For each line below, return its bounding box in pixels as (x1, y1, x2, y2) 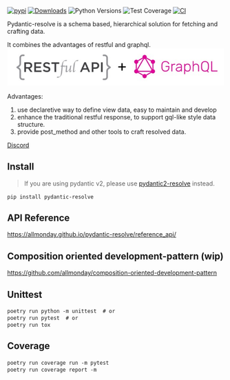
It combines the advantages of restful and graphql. (7, 41, 151, 48)
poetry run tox (7, 321, 51, 329)
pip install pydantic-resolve (7, 193, 94, 200)
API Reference (7, 212, 70, 224)
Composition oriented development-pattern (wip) (7, 250, 224, 262)
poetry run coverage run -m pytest (7, 359, 109, 366)
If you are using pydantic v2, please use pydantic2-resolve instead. (23, 179, 215, 188)
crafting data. (7, 28, 45, 35)
